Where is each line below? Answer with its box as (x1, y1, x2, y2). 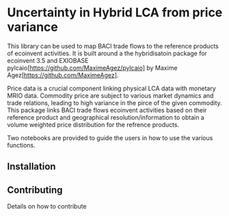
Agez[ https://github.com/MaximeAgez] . (7, 70, 119, 79)
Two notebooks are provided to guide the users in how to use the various (7, 133, 213, 141)
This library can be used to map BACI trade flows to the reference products (7, 42, 219, 50)
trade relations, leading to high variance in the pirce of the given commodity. (7, 98, 222, 107)
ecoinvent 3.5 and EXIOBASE (7, 56, 89, 64)
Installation (7, 161, 56, 172)
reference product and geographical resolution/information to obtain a (7, 113, 205, 121)
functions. (7, 141, 36, 149)
